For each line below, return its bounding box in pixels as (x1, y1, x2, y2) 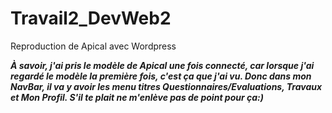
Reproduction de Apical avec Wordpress (10, 40, 177, 52)
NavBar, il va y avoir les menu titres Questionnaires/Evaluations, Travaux (10, 80, 323, 92)
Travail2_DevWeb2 (10, 7, 172, 30)
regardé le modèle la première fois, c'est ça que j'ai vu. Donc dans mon (10, 70, 312, 82)
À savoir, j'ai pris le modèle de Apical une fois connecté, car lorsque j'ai (10, 59, 315, 71)
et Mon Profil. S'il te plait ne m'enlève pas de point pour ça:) (10, 91, 264, 103)
